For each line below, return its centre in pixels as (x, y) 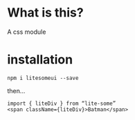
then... (16, 90)
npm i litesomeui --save (43, 78)
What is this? (46, 13)
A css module (27, 32)
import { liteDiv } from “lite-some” (62, 103)
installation (40, 60)
